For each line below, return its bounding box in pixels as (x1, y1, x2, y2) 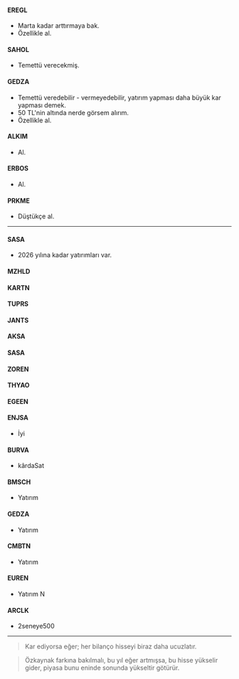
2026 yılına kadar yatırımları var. (17, 251, 112, 260)
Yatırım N (17, 589, 45, 598)
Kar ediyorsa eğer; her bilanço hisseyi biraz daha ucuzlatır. (24, 642, 197, 651)
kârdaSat (17, 461, 45, 470)
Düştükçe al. (17, 212, 55, 220)
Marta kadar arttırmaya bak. (17, 21, 100, 30)
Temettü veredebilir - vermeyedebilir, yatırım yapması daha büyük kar (17, 93, 222, 102)
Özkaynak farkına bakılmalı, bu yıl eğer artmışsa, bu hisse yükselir (24, 656, 218, 665)
